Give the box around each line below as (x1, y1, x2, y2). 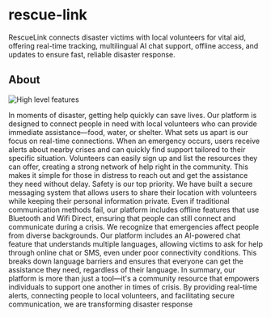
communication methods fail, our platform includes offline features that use (8, 205, 260, 214)
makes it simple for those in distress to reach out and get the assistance (8, 170, 248, 180)
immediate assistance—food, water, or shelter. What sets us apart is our (8, 127, 248, 137)
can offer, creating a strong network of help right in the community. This (8, 162, 249, 171)
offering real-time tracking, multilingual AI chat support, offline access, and (8, 40, 259, 50)
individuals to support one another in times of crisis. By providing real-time (8, 281, 257, 292)
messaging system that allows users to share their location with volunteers (8, 188, 257, 197)
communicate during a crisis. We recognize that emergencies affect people (8, 222, 260, 231)
